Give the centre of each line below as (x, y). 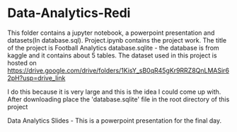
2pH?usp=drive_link (36, 78)
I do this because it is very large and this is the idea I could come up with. (114, 92)
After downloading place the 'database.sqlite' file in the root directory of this (118, 99)
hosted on (22, 62)
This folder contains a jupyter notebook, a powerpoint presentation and (111, 33)
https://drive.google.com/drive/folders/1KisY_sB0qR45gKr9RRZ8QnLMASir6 (118, 70)
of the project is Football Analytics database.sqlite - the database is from (113, 48)
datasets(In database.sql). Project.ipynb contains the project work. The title (117, 40)
